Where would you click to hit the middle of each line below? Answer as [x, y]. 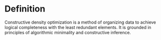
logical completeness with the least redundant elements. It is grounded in [78, 27]
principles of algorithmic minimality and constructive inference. [68, 32]
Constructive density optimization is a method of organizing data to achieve [80, 22]
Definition [25, 9]
